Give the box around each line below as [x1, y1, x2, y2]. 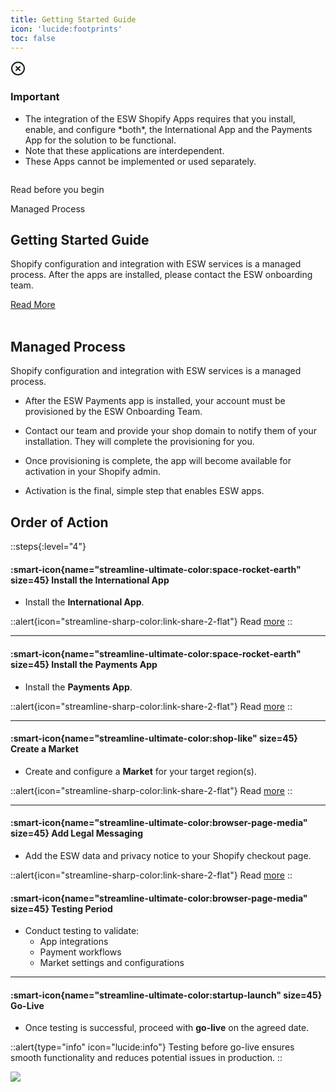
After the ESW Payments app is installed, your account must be [24, 395, 286, 407]
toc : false [10, 33, 56, 43]
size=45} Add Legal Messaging [10, 827, 144, 840]
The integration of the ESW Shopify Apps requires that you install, [24, 112, 296, 125]
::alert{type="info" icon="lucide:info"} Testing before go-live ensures [10, 1041, 295, 1053]
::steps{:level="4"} [10, 541, 87, 553]
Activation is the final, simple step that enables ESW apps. [24, 485, 265, 497]
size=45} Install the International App [10, 574, 170, 586]
